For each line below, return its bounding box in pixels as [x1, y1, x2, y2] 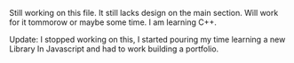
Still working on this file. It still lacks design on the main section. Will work [9, 8, 279, 18]
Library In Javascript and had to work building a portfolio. [9, 43, 219, 54]
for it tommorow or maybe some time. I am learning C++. [9, 17, 218, 28]
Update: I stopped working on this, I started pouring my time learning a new [9, 35, 286, 44]
